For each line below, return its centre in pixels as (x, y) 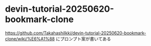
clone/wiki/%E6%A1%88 (30, 39)
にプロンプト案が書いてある (83, 39)
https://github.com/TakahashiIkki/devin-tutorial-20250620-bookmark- (75, 33)
